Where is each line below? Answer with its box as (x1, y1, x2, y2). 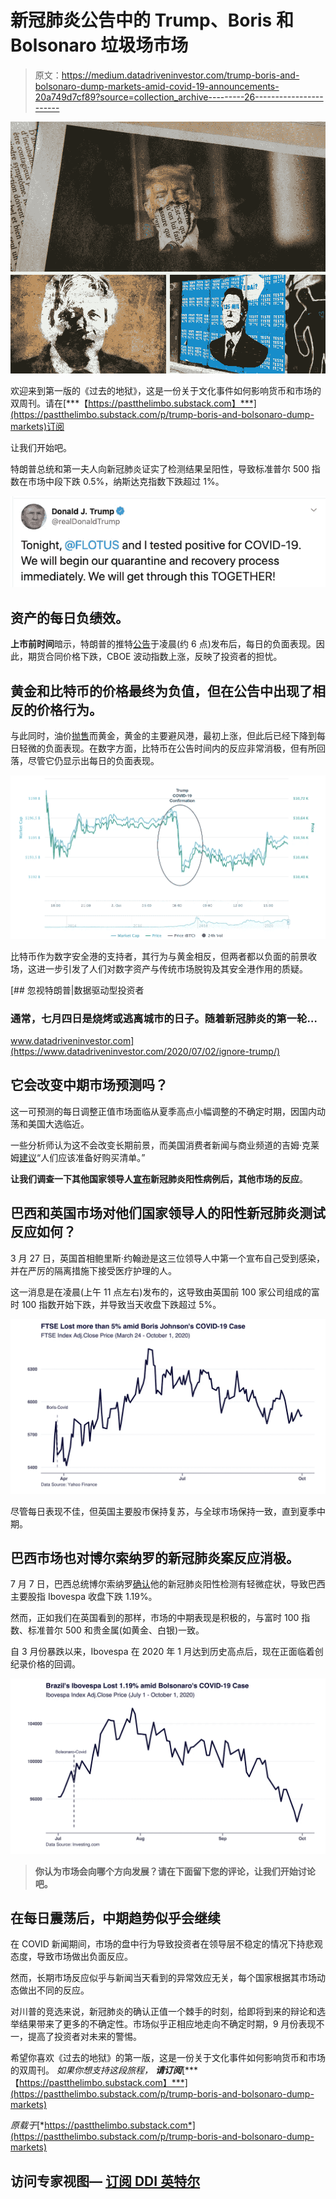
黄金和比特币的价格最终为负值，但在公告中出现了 (10, 682, 313, 700)
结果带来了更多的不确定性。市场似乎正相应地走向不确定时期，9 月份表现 (18, 2018, 317, 2030)
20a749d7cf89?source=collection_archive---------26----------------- (34, 91, 324, 103)
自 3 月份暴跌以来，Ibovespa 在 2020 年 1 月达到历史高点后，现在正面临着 (10, 1646, 315, 1658)
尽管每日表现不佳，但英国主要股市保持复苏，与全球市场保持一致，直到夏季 (10, 1505, 317, 1517)
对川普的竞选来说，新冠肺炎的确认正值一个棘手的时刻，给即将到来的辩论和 (10, 2006, 317, 2018)
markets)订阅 (10, 421, 65, 433)
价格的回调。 (27, 1658, 81, 1670)
